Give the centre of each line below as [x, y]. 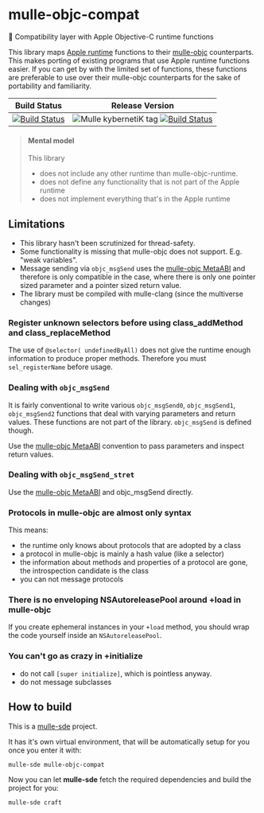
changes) [35, 302]
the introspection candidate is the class [84, 571]
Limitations [37, 224]
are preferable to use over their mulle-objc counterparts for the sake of [124, 77]
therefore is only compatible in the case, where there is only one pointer [138, 277]
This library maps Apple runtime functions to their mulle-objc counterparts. [131, 52]
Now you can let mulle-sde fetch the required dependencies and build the [130, 779]
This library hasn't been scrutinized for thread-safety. [107, 243]
